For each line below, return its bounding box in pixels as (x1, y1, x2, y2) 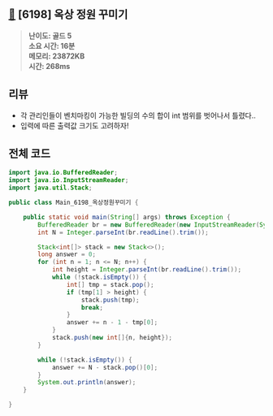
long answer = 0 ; (37, 250, 96, 258)
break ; (80, 303, 104, 311)
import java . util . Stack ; (8, 184, 93, 193)
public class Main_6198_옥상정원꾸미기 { (8, 198, 139, 207)
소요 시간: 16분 (28, 41, 76, 50)
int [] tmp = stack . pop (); (66, 280, 154, 288)
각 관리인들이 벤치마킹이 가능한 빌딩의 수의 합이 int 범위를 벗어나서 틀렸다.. (19, 110, 256, 120)
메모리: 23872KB (28, 51, 85, 61)
